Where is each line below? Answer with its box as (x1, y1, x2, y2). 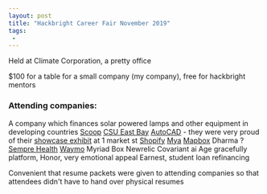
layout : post (8, 11, 52, 20)
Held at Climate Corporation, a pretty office (8, 56, 151, 66)
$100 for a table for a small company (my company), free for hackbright (8, 71, 246, 81)
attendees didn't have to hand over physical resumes (8, 176, 184, 186)
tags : (8, 26, 27, 34)
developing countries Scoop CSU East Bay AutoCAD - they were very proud (8, 127, 260, 136)
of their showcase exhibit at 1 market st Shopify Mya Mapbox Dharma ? (8, 135, 244, 145)
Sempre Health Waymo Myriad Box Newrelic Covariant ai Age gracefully (8, 143, 248, 153)
